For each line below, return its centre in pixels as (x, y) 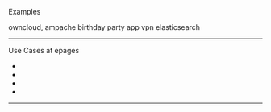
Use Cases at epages (44, 50)
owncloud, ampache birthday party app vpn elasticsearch (104, 27)
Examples (25, 12)
